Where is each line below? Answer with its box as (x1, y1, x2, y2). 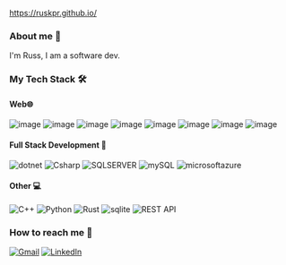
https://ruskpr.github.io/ (9, 8, 97, 18)
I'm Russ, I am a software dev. (9, 50, 121, 61)
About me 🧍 (9, 30, 61, 42)
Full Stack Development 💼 (9, 140, 107, 150)
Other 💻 (9, 181, 42, 192)
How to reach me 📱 (9, 226, 93, 238)
